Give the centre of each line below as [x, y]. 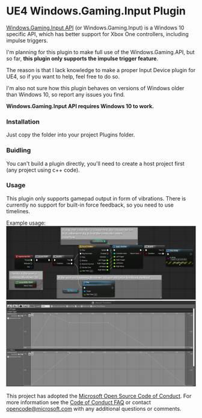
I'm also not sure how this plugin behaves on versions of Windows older [95, 88]
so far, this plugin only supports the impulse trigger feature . [82, 58]
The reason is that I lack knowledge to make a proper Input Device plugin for [101, 70]
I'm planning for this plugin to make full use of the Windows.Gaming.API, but [100, 52]
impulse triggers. [27, 40]
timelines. [18, 211]
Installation [23, 121]
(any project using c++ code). [43, 170]
